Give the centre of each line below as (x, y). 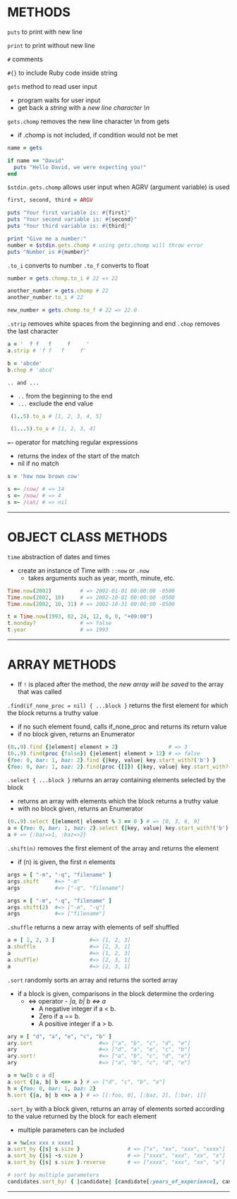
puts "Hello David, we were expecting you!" (80, 167)
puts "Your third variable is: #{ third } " (69, 226)
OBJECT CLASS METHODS (87, 537)
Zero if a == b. (60, 1016)
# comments (25, 59)
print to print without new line (51, 45)
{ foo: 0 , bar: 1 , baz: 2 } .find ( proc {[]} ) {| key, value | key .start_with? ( (120, 767)
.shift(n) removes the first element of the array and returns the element (113, 848)
